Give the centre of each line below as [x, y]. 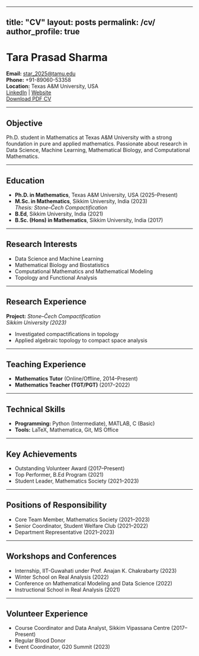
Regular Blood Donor [40, 641]
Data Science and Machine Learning [59, 258]
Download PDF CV [29, 99]
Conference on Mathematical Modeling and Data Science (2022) [94, 583]
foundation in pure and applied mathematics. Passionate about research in [97, 144]
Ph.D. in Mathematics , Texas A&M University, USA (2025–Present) [96, 195]
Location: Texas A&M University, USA [52, 86]
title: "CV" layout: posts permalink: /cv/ [81, 22]
